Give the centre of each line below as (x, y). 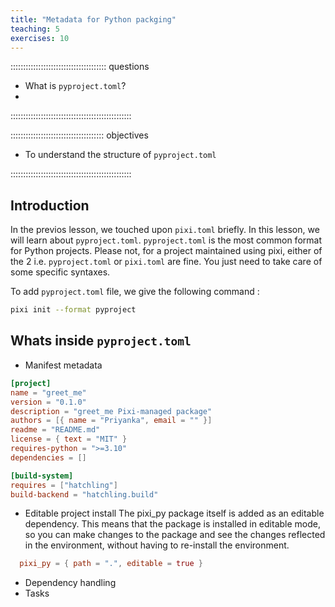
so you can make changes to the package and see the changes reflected (175, 535)
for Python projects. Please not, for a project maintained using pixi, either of (166, 251)
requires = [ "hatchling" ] (64, 485)
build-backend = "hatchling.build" (84, 494)
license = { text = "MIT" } (69, 439)
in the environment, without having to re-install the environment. (157, 545)
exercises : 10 (40, 38)
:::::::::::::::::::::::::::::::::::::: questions (80, 67)
